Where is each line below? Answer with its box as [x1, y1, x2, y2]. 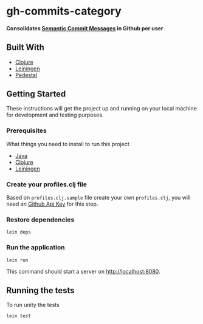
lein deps [6, 229, 32, 235]
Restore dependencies [6, 215, 75, 224]
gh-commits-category [6, 4, 122, 18]
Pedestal [15, 71, 38, 78]
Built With [6, 42, 44, 53]
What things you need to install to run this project [6, 140, 129, 147]
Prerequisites [6, 126, 47, 135]
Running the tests [6, 285, 75, 295]
